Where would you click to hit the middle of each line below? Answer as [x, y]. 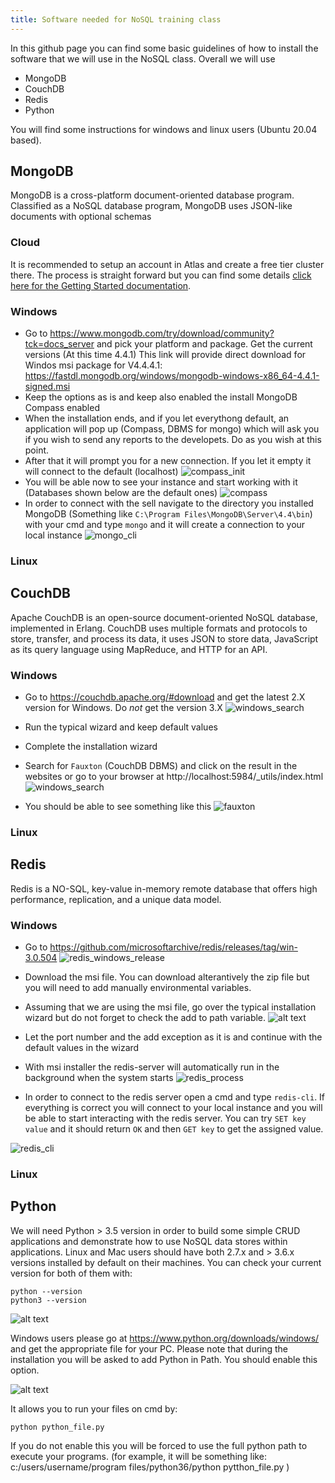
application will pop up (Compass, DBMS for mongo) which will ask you [172, 429]
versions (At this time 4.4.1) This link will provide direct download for [165, 355]
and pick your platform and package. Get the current [204, 344]
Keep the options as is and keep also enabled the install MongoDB [161, 397]
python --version [46, 1291]
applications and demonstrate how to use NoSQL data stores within [149, 1241]
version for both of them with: [71, 1273]
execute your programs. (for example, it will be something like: [138, 1456]
